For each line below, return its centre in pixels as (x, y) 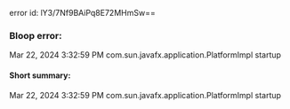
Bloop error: (36, 35)
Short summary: (40, 75)
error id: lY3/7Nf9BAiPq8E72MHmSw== (82, 13)
